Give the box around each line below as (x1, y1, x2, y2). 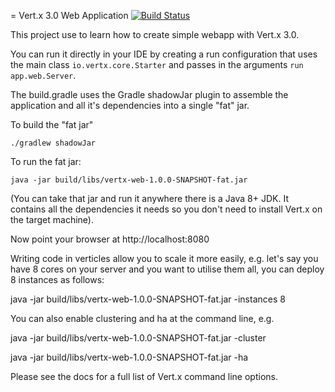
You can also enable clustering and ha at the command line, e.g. (10, 313, 275, 324)
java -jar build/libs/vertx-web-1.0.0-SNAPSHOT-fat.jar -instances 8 (10, 293, 286, 305)
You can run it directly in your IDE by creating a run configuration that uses (10, 48, 318, 60)
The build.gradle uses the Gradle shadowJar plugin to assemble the (10, 89, 289, 100)
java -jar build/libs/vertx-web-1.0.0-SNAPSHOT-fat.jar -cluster (10, 332, 267, 344)
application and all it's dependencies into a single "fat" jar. (10, 100, 250, 111)
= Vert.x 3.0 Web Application (10, 10, 129, 21)
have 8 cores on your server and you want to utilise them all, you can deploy (10, 263, 325, 275)
